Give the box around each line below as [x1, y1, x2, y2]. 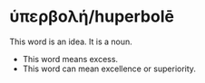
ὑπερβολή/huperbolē [9, 6, 175, 27]
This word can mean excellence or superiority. [22, 63, 197, 74]
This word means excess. [22, 53, 119, 64]
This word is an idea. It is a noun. [9, 36, 133, 47]
